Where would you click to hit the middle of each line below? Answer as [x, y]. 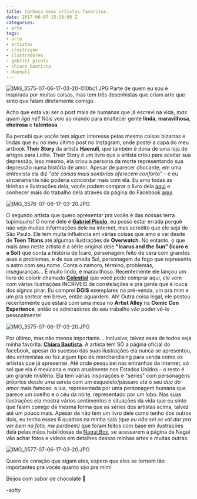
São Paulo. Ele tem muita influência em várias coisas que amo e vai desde [96, 234]
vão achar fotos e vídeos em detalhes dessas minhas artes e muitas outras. [98, 438]
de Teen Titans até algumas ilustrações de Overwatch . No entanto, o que [96, 240]
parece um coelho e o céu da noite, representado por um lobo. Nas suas [94, 394]
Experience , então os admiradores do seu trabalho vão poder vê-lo [88, 309]
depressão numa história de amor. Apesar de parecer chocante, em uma [94, 168]
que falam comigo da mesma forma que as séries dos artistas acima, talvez [98, 407]
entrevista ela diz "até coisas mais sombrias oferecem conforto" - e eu [92, 174]
